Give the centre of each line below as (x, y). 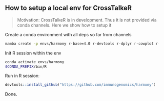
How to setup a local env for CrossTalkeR (68, 8)
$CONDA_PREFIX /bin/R (26, 66)
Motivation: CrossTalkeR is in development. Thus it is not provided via (87, 20)
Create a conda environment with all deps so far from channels (68, 34)
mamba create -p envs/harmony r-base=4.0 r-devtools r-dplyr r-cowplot (79, 44)
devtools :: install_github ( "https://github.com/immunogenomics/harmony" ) (81, 85)
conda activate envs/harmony (35, 62)
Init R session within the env (33, 53)
